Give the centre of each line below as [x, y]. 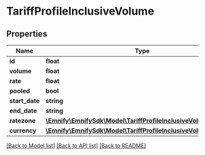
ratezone [23, 121]
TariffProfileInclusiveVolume [80, 11]
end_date [23, 111]
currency [23, 131]
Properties [27, 34]
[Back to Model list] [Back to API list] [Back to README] [76, 146]
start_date [25, 101]
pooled [20, 91]
